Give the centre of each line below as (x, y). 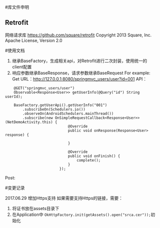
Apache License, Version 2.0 (34, 40)
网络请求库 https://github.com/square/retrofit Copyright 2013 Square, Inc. (78, 35)
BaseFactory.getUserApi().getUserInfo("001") (61, 105)
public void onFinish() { (94, 156)
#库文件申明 (17, 7)
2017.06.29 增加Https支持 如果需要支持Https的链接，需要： (64, 198)
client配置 (22, 66)
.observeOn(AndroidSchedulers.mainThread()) (68, 114)
